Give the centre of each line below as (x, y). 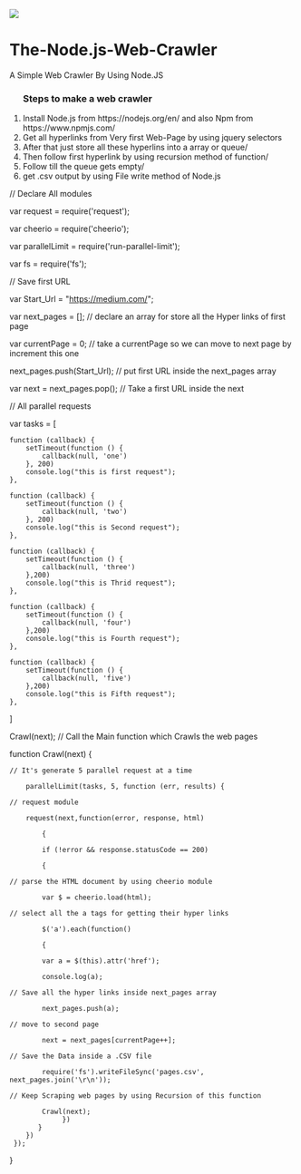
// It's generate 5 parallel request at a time (101, 771)
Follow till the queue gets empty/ (83, 167)
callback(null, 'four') (87, 623)
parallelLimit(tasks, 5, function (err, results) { (125, 787)
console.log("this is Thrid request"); (101, 583)
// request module (44, 802)
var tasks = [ (33, 424)
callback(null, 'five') (87, 679)
